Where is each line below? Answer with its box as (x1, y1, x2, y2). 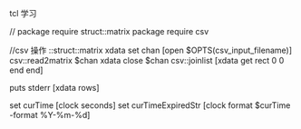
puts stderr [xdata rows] (9, 83, 100, 93)
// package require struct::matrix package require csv (9, 26, 209, 36)
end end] (9, 64, 44, 75)
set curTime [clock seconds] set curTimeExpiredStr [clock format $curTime (9, 100, 291, 111)
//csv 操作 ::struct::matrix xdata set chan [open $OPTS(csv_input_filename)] (9, 45, 293, 55)
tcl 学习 (9, 8, 37, 18)
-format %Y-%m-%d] (9, 110, 91, 120)
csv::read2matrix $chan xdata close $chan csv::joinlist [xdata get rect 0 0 (9, 55, 285, 65)
